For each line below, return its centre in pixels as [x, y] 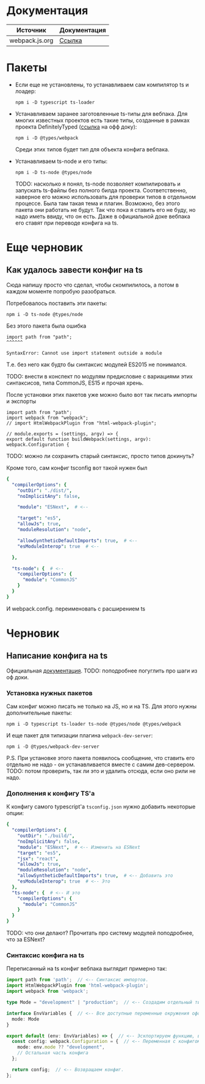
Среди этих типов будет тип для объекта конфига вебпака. [92, 149]
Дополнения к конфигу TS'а [51, 793]
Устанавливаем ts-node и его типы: [61, 161]
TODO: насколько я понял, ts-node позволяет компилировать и [98, 184]
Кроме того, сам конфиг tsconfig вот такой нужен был [77, 468]
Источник [31, 30]
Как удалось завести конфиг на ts [75, 270]
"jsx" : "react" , [38, 859]
